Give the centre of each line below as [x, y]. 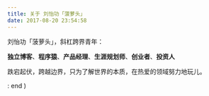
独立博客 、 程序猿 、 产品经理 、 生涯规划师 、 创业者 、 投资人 [91, 56]
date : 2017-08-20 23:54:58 [47, 20]
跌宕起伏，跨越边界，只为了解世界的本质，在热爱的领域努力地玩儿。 [107, 71]
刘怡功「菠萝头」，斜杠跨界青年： [56, 41]
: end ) [17, 85]
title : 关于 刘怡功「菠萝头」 [47, 14]
